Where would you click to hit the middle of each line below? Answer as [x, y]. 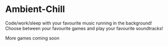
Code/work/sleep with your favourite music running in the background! [79, 23]
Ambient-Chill [35, 9]
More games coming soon [32, 38]
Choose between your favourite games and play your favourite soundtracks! [84, 28]
